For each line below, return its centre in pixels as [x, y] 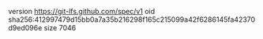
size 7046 [60, 28]
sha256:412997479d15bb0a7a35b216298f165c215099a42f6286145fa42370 [132, 19]
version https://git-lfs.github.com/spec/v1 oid [82, 11]
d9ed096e [25, 28]
